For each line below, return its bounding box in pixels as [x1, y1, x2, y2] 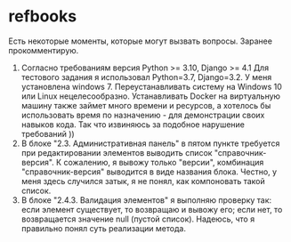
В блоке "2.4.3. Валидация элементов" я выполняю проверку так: [20, 194, 272, 206]
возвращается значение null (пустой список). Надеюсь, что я [20, 214, 255, 224]
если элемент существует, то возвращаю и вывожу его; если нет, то [20, 204, 283, 214]
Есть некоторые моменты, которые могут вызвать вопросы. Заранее [8, 36, 273, 46]
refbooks [8, 6, 77, 27]
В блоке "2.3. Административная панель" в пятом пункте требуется [20, 138, 280, 149]
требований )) [20, 128, 75, 139]
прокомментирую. [8, 44, 79, 55]
